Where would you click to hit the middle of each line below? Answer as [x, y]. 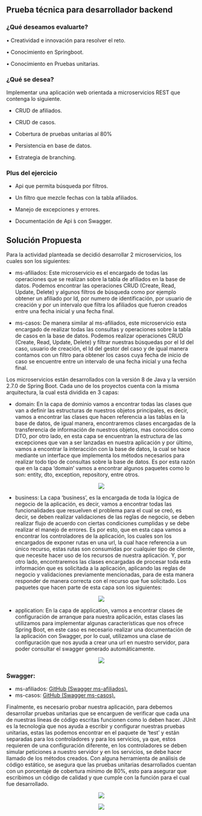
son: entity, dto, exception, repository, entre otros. [77, 475]
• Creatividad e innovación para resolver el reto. [66, 40]
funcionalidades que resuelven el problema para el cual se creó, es [98, 511]
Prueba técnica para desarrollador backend [90, 10]
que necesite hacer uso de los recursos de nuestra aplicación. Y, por [100, 555]
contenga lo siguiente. [34, 98]
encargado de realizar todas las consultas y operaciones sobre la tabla [103, 330]
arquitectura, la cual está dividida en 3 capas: [63, 392]
